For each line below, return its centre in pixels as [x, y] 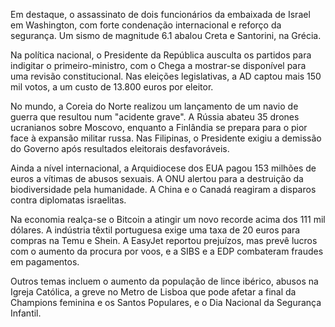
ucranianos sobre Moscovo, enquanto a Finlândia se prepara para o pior [159, 127]
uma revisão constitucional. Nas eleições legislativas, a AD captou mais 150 [166, 76]
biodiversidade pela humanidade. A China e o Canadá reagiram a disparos [163, 189]
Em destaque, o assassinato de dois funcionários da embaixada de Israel [160, 14]
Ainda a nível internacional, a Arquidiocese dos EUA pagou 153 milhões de [163, 168]
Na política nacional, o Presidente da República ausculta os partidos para [161, 55]
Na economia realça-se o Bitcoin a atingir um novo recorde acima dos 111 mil [168, 219]
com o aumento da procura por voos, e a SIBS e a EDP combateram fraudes [167, 251]
